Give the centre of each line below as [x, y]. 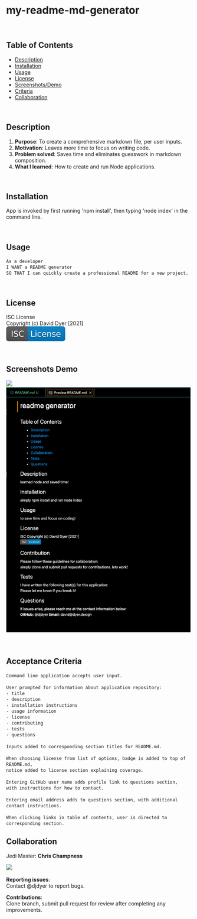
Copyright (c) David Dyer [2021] [45, 323]
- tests [16, 729]
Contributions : [24, 897]
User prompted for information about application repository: [84, 687]
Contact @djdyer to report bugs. [45, 886]
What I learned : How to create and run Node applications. [85, 167]
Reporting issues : [28, 879]
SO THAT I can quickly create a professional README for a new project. [97, 273]
